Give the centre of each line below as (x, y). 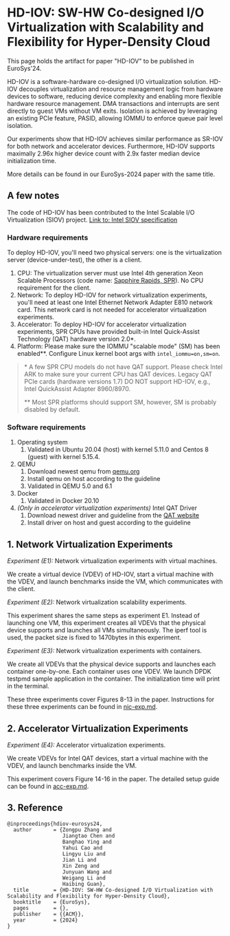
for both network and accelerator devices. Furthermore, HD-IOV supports (111, 146)
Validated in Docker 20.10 (63, 501)
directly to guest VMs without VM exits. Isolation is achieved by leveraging (112, 111)
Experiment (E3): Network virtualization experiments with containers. (105, 651)
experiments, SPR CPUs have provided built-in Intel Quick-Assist (108, 332)
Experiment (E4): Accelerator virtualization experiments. (87, 745)
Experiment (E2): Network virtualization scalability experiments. (97, 602)
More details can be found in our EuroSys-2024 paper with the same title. (111, 174)
